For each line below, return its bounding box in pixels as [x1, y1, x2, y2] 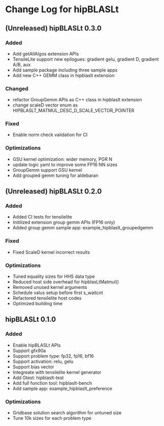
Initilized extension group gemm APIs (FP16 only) [12, 219, 115, 225]
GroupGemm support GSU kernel [12, 167, 82, 173]
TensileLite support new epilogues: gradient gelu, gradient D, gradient [12, 56, 159, 62]
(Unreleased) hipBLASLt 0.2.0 [5, 187, 102, 196]
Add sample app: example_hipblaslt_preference [12, 385, 113, 391]
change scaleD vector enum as [12, 102, 78, 108]
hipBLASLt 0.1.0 [5, 315, 56, 324]
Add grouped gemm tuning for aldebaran [12, 172, 99, 178]
